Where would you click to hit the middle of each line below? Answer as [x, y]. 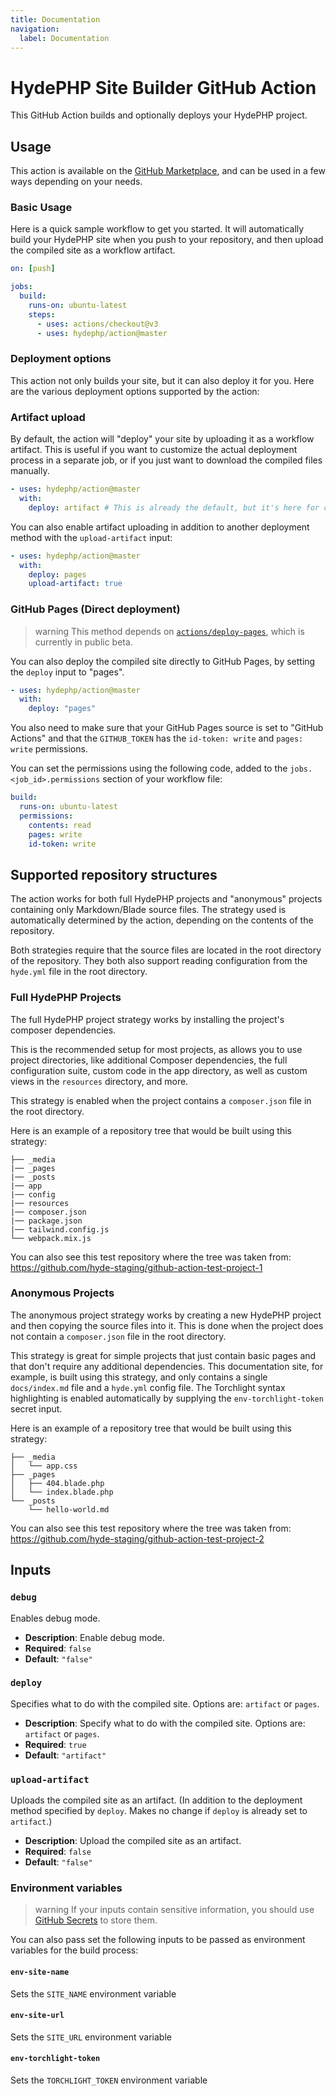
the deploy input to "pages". [67, 672]
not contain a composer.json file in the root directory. [118, 1336]
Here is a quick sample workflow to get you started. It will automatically [157, 229]
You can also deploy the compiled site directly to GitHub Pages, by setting [163, 661]
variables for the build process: [74, 1950]
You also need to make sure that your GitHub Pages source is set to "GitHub [167, 728]
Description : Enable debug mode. [95, 1637]
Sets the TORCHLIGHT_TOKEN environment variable [109, 2080]
